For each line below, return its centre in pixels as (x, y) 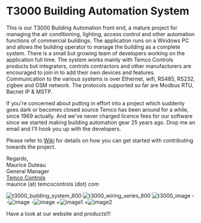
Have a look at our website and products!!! (58, 213)
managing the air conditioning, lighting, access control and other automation (100, 34)
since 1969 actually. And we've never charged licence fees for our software (100, 116)
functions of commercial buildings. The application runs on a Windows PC (98, 40)
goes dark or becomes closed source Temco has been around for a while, (97, 109)
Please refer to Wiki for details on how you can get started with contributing (100, 140)
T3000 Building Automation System (98, 11)
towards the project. (31, 147)
